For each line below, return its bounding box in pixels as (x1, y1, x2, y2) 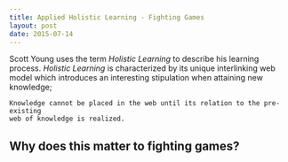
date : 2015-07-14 (9, 29, 74, 38)
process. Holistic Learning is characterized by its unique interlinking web (9, 63, 276, 73)
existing (9, 107, 42, 116)
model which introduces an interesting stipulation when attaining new (9, 73, 264, 83)
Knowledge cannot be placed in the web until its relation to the (9, 99, 260, 108)
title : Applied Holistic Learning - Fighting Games (9, 12, 204, 22)
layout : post (9, 21, 58, 30)
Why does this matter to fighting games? (9, 138, 240, 153)
